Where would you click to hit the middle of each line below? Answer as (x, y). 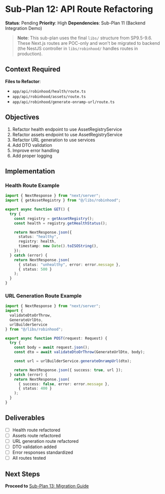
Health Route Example (32, 185)
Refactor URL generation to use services (54, 140)
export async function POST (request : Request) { (56, 338)
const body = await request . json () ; (52, 347)
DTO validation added (34, 447)
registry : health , (37, 242)
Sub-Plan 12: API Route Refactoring (79, 9)
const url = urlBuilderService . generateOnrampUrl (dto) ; (73, 361)
